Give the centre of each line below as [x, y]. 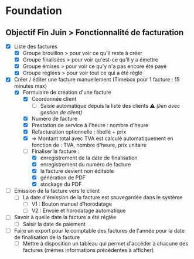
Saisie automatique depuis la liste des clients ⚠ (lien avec [110, 105]
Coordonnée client [54, 99]
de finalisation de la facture [47, 237]
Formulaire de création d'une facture [67, 93]
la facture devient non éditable [77, 171]
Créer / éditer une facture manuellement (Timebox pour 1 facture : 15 [97, 80]
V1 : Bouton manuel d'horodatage [72, 204]
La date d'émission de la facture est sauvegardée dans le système [103, 197]
